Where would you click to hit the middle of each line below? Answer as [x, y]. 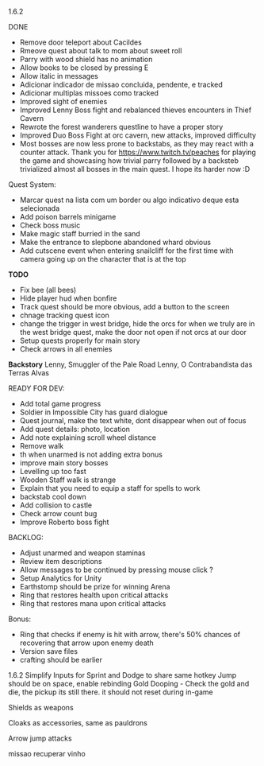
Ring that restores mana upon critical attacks [93, 603]
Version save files [48, 651]
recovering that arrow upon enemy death [87, 643]
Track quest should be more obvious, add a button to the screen [124, 307]
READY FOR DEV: [36, 388]
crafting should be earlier [61, 660]
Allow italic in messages [59, 76]
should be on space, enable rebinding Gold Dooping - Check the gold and [129, 684]
